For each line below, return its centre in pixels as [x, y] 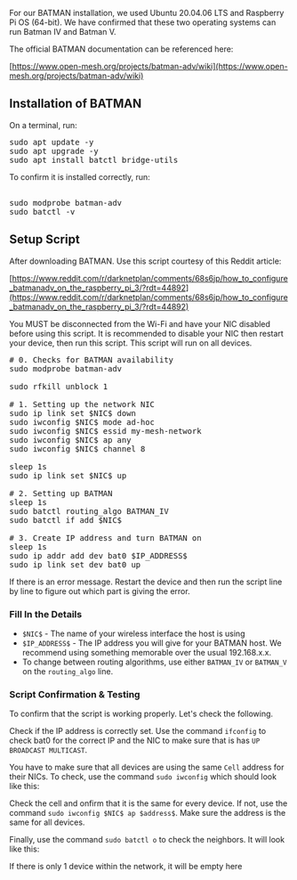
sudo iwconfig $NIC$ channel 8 [77, 448]
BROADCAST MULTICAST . [48, 750]
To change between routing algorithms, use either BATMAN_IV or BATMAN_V [154, 662]
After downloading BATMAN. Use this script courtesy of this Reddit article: [145, 261]
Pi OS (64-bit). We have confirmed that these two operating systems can [143, 22]
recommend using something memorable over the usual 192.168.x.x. [147, 652]
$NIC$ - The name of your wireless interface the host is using [133, 633]
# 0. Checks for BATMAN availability [92, 359]
